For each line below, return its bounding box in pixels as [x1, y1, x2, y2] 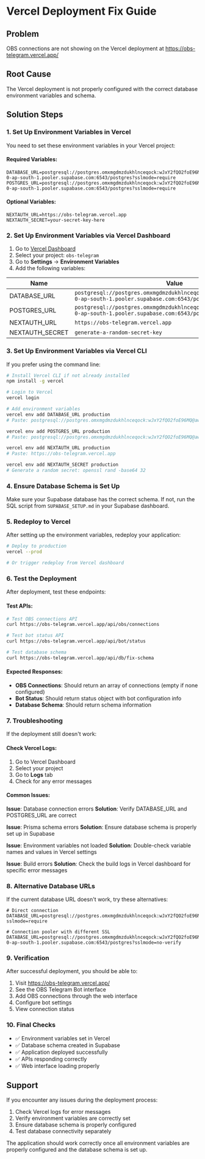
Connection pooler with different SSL [12, 929, 111, 935]
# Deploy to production [6, 543, 67, 550]
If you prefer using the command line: [6, 361, 101, 368]
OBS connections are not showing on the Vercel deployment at [6, 45, 165, 52]
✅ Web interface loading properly [15, 1062, 100, 1069]
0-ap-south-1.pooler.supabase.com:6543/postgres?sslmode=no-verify [6, 940, 182, 946]
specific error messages [6, 866, 68, 874]
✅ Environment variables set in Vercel [15, 1034, 110, 1042]
